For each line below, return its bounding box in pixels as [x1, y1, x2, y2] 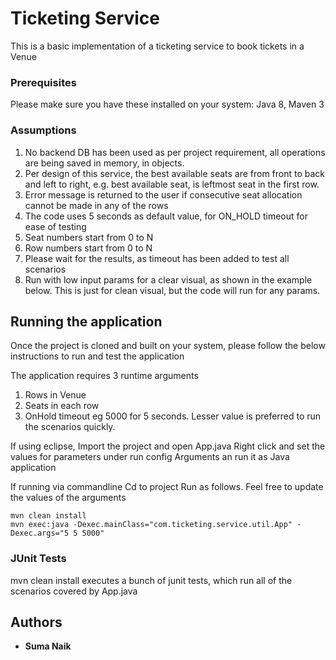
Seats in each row [24, 400, 100, 412]
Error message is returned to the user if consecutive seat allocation [24, 188, 303, 201]
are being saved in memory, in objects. [24, 157, 185, 169]
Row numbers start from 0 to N [24, 242, 153, 254]
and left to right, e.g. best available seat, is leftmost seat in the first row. [24, 178, 320, 190]
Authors [10, 614, 63, 631]
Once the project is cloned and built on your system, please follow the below [10, 340, 326, 352]
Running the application [10, 313, 163, 330]
